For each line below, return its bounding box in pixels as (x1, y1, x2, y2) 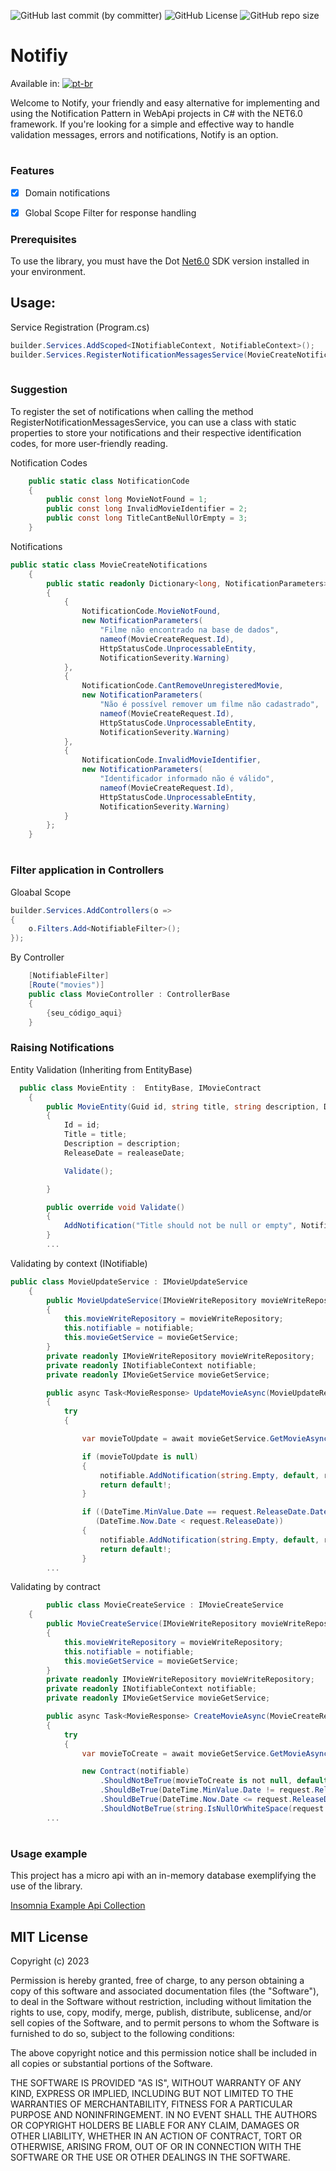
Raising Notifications (10, 1041, 115, 1055)
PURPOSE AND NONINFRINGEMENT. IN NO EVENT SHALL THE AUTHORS (10, 2109, 318, 2121)
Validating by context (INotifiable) (10, 1257, 148, 1269)
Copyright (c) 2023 (10, 1955, 90, 1967)
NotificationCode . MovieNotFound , (81, 606, 222, 617)
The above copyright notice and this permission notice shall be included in (10, 2047, 317, 2059)
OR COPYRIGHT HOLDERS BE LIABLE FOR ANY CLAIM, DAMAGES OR (10, 2120, 300, 2132)
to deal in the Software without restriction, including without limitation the (10, 1996, 312, 2008)
